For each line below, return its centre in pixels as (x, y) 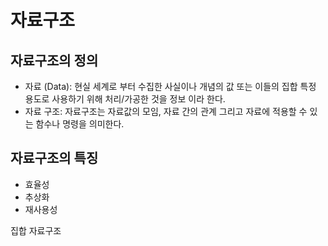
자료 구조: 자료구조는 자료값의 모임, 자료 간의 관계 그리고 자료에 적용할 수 (166, 111)
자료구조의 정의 (54, 60)
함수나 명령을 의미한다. (80, 124)
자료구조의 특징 (54, 158)
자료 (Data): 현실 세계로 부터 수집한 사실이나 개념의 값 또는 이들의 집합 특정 (170, 86)
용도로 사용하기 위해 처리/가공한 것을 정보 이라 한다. (125, 99)
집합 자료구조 (36, 230)
